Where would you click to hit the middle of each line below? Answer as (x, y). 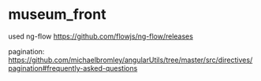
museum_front (57, 15)
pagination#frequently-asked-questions (73, 68)
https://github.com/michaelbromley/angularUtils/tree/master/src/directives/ (130, 60)
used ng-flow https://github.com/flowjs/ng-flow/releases (101, 36)
